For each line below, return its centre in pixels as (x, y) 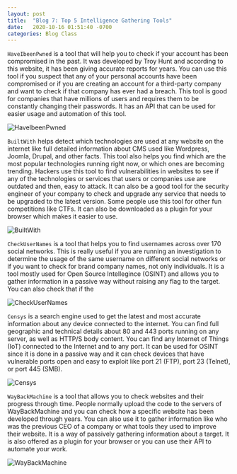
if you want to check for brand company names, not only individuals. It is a (116, 267)
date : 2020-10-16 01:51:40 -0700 (60, 27)
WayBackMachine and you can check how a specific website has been (111, 412)
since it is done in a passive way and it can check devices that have (106, 354)
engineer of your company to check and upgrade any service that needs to (117, 194)
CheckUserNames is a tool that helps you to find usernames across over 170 (114, 244)
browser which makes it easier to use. (63, 216)
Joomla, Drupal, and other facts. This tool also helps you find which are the (117, 156)
